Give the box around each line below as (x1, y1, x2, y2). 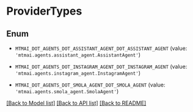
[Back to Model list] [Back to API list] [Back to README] (6, 99, 147, 107)
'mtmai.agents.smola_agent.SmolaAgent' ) (15, 88, 119, 95)
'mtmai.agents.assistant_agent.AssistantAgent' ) (15, 51, 141, 58)
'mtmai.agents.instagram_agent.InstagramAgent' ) (15, 69, 141, 77)
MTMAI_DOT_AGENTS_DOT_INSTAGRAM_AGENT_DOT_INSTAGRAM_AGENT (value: (15, 63, 188, 70)
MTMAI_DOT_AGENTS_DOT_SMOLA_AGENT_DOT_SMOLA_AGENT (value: (15, 81, 166, 88)
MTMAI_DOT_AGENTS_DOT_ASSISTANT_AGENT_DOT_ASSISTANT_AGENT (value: (15, 44, 188, 52)
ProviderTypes (6, 4, 82, 18)
